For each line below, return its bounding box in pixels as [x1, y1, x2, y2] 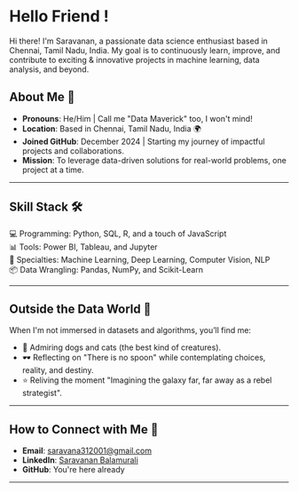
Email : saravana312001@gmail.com [21, 446, 153, 456]
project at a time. [21, 164, 84, 175]
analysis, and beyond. [9, 64, 90, 75]
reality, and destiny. [21, 365, 94, 376]
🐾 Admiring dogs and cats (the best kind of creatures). [21, 342, 222, 353]
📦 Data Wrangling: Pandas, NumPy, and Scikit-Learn [9, 264, 204, 274]
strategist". [21, 388, 62, 399]
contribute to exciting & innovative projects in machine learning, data [9, 54, 260, 65]
